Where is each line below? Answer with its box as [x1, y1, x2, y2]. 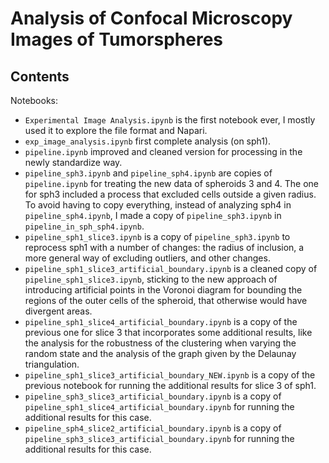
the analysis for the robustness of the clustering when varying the [24, 337, 297, 349]
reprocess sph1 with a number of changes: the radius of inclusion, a [24, 242, 305, 253]
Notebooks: [10, 95, 59, 106]
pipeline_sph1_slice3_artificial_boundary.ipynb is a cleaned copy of [24, 263, 318, 274]
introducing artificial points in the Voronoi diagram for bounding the [24, 284, 303, 296]
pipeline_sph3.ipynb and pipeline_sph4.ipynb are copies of [24, 167, 273, 179]
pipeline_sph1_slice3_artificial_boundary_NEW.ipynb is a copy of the [24, 369, 316, 381]
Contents [10, 68, 70, 85]
